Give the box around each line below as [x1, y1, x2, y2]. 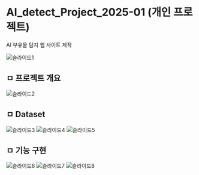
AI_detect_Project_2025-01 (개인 [6, 5, 171, 19]
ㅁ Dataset [6, 109, 46, 119]
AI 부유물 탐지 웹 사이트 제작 [6, 41, 72, 48]
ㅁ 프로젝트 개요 [6, 73, 61, 84]
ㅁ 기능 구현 [6, 145, 47, 155]
